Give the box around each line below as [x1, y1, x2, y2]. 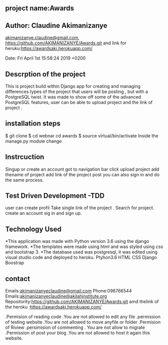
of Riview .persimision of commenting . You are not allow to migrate [5, 324, 145, 330]
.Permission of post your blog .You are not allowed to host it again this [5, 330, 150, 336]
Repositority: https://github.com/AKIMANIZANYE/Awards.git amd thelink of [5, 299, 159, 305]
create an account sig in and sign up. [5, 210, 82, 216]
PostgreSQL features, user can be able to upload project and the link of [5, 100, 153, 106]
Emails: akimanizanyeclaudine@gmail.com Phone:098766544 [5, 288, 132, 294]
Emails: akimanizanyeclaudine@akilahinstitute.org [5, 293, 107, 300]
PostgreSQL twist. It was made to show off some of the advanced [5, 94, 141, 100]
